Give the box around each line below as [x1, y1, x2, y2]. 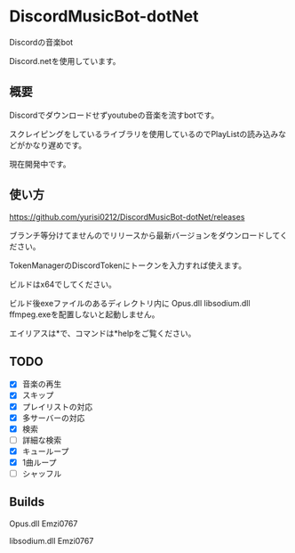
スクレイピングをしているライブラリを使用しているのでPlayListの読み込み [9, 128, 279, 139]
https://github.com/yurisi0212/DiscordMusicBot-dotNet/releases [9, 211, 245, 222]
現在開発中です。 [9, 159, 71, 169]
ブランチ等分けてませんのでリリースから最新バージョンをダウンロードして [9, 230, 281, 240]
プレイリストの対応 [21, 401, 93, 411]
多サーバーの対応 [21, 412, 85, 423]
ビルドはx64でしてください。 [9, 279, 117, 289]
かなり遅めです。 [24, 140, 87, 150]
